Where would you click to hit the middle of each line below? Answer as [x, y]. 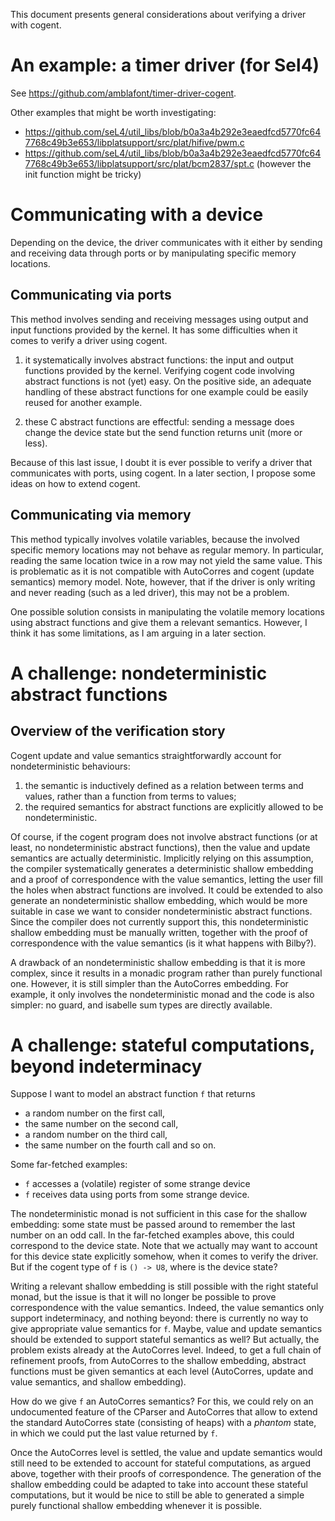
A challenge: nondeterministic [139, 673]
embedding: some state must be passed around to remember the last [153, 1225]
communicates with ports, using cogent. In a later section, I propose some [163, 473]
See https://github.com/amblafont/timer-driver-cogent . [123, 93]
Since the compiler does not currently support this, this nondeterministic [159, 921]
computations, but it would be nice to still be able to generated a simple [157, 1495]
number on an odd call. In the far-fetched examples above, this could [152, 1235]
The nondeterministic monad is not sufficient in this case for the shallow [159, 1214]
